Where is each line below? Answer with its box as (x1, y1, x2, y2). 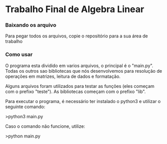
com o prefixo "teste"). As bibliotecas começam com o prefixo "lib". (5, 88, 146, 94)
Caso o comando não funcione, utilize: (5, 123, 85, 129)
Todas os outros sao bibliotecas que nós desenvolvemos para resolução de (5, 68, 162, 74)
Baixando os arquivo (5, 22, 57, 29)
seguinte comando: (5, 104, 45, 110)
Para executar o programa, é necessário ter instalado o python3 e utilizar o (5, 98, 161, 104)
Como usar (5, 51, 33, 58)
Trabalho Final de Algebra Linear (5, 4, 145, 15)
